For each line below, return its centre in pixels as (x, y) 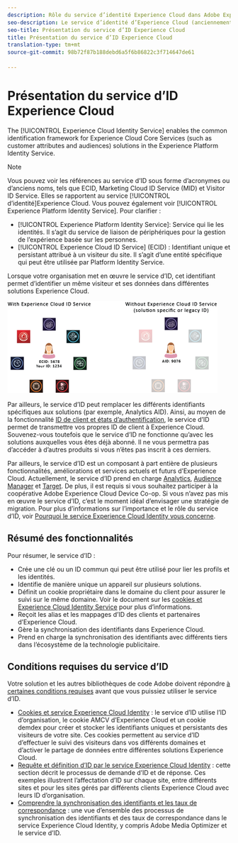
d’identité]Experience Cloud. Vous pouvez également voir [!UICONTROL (112, 203)
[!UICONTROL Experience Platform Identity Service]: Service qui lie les (121, 224)
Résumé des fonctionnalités (70, 538)
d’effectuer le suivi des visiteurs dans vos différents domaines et (112, 743)
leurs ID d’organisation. (51, 795)
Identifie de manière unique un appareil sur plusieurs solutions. (109, 584)
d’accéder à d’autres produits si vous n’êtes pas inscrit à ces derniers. (109, 450)
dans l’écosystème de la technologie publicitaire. (89, 644)
